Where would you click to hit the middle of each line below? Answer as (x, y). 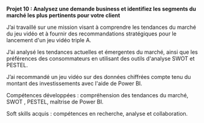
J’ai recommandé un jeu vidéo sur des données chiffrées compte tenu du (99, 77)
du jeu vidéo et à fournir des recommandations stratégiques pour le (91, 34)
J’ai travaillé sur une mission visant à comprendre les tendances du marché (101, 27)
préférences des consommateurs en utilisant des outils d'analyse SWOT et (100, 58)
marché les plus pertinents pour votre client (63, 15)
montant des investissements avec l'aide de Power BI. (74, 83)
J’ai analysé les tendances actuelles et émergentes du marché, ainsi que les (102, 52)
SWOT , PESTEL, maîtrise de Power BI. (55, 102)
